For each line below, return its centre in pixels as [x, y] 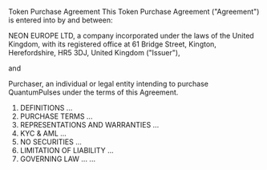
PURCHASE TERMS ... [56, 116]
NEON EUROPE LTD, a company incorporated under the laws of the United [131, 36]
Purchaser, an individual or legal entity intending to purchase [108, 84]
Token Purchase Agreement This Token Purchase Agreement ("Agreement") [134, 12]
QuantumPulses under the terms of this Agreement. [93, 92]
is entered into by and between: [61, 20]
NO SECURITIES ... [51, 142]
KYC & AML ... [43, 133]
